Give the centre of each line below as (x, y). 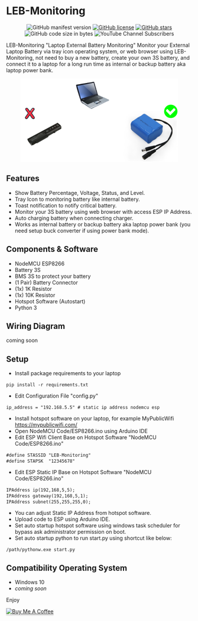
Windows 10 (30, 582)
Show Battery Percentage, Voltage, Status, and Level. (80, 193)
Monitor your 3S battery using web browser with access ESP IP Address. (103, 212)
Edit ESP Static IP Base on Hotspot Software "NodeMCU (83, 472)
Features (23, 179)
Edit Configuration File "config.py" (56, 396)
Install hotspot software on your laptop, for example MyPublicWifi (94, 418)
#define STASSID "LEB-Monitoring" (49, 455)
